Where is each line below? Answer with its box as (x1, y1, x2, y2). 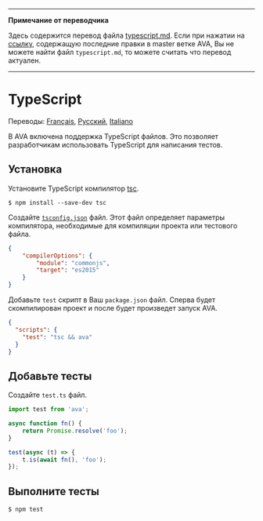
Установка (8, 162, 63, 177)
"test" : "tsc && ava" (22, 333, 92, 341)
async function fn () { (8, 420, 82, 428)
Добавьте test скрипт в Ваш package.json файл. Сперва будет (8, 295, 216, 304)
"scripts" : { (15, 326, 58, 333)
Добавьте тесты (8, 370, 92, 383)
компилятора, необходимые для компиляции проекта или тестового (8, 220, 238, 230)
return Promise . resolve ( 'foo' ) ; (22, 427, 128, 435)
